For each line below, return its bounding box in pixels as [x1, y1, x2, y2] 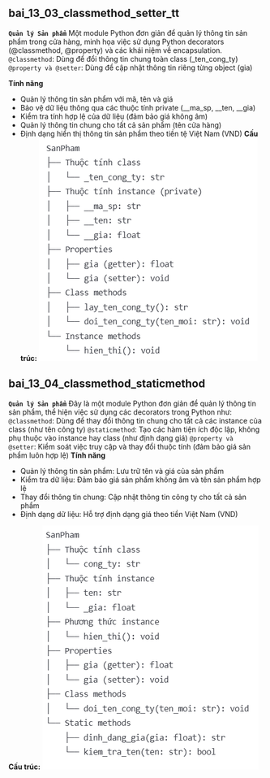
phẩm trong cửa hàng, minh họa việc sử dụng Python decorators [8, 37, 225, 46]
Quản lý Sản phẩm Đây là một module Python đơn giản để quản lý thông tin [8, 398, 257, 408]
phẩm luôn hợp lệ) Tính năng [8, 450, 106, 460]
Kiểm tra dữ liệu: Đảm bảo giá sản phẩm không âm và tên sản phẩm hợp [19, 475, 261, 485]
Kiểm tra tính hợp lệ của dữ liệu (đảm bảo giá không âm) [19, 111, 208, 121]
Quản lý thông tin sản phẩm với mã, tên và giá [19, 93, 174, 104]
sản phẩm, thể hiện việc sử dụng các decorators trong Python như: [8, 406, 233, 417]
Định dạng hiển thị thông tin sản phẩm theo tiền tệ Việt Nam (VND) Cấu [19, 128, 259, 138]
